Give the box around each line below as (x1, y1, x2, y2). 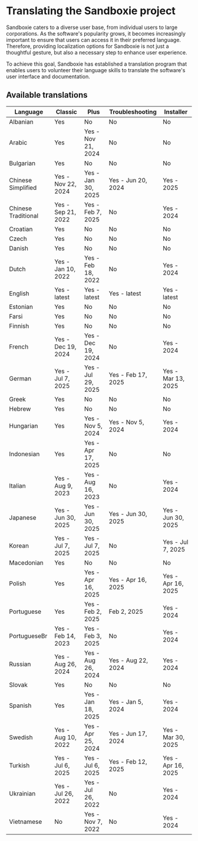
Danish (9, 244, 28, 252)
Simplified (9, 183, 37, 192)
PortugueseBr (9, 631, 48, 640)
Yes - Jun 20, (108, 176, 147, 184)
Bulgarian (9, 159, 36, 167)
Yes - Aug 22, (108, 656, 148, 664)
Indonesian (9, 450, 40, 458)
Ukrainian (9, 789, 36, 797)
